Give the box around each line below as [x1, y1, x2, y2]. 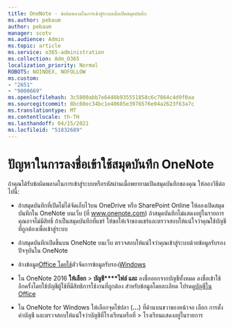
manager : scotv [8, 29, 52, 37]
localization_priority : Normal [8, 62, 98, 69]
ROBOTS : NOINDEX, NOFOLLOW [8, 68, 86, 75]
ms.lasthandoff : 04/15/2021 [8, 119, 89, 127]
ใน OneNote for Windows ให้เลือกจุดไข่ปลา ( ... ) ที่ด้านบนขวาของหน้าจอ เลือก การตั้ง [17, 303, 224, 312]
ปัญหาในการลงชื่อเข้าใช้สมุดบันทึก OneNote [8, 156, 214, 172]
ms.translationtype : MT [8, 107, 77, 114]
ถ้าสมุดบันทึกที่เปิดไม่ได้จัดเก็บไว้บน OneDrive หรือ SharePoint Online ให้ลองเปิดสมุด [17, 201, 225, 210]
